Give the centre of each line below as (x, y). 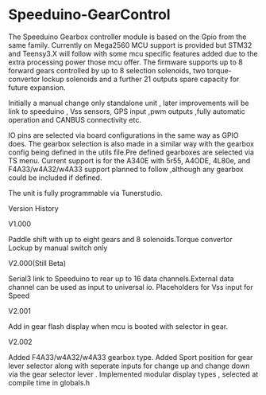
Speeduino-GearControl (89, 15)
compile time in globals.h (49, 382)
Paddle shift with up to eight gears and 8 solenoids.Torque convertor (120, 239)
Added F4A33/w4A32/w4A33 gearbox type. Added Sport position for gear (131, 357)
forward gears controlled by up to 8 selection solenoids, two (107, 70)
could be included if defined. (55, 178)
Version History (34, 208)
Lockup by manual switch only (58, 248)
